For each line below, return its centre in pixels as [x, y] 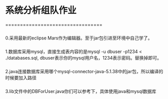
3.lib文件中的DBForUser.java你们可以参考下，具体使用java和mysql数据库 [81, 91]
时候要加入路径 [21, 78]
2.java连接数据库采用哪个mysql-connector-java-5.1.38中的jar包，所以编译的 [84, 71]
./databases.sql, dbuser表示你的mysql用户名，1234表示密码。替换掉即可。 [83, 58]
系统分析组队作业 [41, 10]
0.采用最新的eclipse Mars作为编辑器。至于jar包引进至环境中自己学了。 [79, 38]
